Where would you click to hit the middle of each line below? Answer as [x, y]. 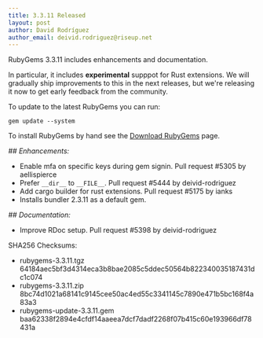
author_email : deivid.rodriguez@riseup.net [80, 37]
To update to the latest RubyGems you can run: [84, 107]
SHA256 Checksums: [43, 245]
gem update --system [42, 121]
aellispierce [38, 175]
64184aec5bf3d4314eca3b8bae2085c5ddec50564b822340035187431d [137, 269]
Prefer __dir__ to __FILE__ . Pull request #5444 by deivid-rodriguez [128, 183]
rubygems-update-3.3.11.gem [67, 310]
